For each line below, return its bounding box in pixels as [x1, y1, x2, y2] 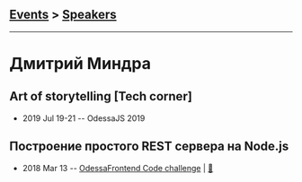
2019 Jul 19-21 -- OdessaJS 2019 [22, 112, 146, 124]
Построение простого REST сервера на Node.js [9, 139, 289, 154]
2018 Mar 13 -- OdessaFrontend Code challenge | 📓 [22, 162, 214, 173]
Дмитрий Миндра [9, 54, 151, 74]
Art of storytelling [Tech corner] [9, 89, 193, 104]
